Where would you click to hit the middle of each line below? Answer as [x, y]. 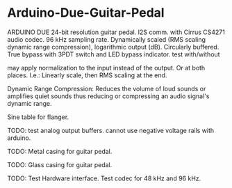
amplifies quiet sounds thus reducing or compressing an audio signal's [108, 96]
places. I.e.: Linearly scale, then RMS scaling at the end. [87, 75]
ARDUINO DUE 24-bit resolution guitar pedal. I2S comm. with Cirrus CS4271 [116, 32]
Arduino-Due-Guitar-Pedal [86, 13]
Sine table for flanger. [38, 117]
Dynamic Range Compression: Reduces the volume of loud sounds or [107, 88]
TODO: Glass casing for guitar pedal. [60, 164]
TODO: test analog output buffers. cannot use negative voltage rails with [111, 130]
